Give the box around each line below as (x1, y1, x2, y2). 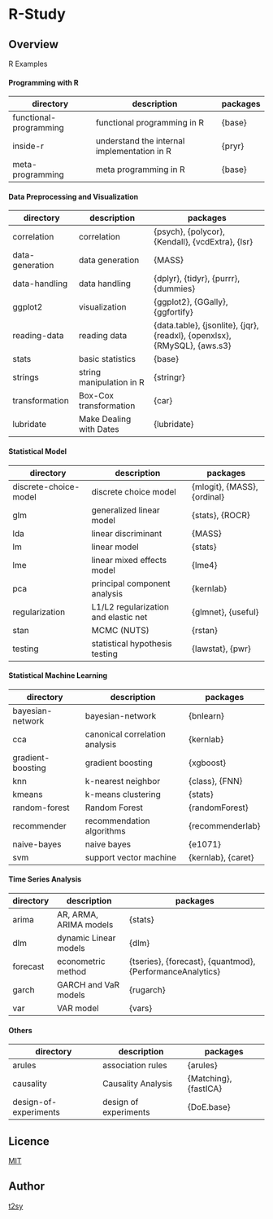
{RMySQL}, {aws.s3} (153, 340, 232, 351)
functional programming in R (95, 117, 205, 129)
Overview (8, 37, 59, 51)
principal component (91, 578, 171, 589)
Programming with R (8, 77, 79, 87)
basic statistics (78, 354, 136, 365)
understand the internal (95, 135, 185, 147)
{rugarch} (128, 984, 166, 996)
